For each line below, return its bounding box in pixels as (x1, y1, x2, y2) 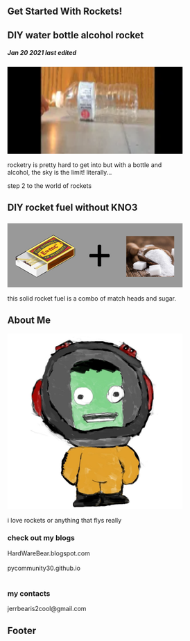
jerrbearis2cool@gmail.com (7, 605, 87, 613)
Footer (7, 624, 37, 636)
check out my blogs (7, 533, 76, 543)
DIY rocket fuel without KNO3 (7, 202, 138, 214)
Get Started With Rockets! (7, 6, 123, 17)
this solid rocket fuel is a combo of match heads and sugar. (7, 294, 176, 302)
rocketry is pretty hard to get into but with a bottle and (7, 160, 162, 169)
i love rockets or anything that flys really (7, 516, 122, 524)
